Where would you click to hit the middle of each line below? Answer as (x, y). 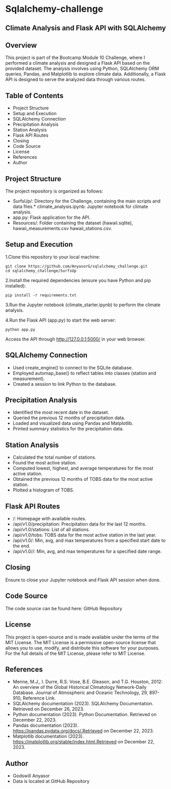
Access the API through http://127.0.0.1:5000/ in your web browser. (76, 339)
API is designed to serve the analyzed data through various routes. (76, 80)
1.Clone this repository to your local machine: (53, 257)
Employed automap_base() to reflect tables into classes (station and (84, 373)
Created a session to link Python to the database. (65, 384)
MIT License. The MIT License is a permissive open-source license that (81, 642)
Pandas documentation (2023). (46, 725)
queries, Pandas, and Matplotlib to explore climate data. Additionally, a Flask (86, 74)
